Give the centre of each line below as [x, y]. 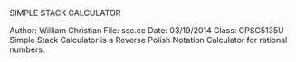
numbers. [27, 49]
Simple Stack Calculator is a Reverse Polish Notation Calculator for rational [148, 40]
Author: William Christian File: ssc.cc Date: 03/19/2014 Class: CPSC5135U [147, 30]
